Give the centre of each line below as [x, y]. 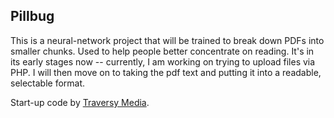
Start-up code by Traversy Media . [80, 102]
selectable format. [48, 83]
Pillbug [32, 16]
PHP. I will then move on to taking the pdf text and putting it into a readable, [166, 72]
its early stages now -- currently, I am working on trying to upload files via [163, 61]
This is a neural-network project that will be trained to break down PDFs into [167, 40]
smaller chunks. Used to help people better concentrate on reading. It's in [162, 51]
